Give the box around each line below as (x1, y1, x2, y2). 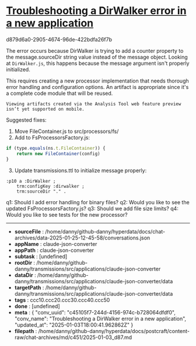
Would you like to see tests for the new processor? (6, 211, 128, 218)
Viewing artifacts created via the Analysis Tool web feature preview (6, 101, 181, 107)
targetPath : (14, 284, 44, 291)
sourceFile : (14, 228, 44, 235)
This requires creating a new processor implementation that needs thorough (6, 77, 190, 84)
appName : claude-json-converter (14, 240, 97, 247)
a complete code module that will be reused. (6, 90, 113, 97)
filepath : (14, 327, 37, 334)
